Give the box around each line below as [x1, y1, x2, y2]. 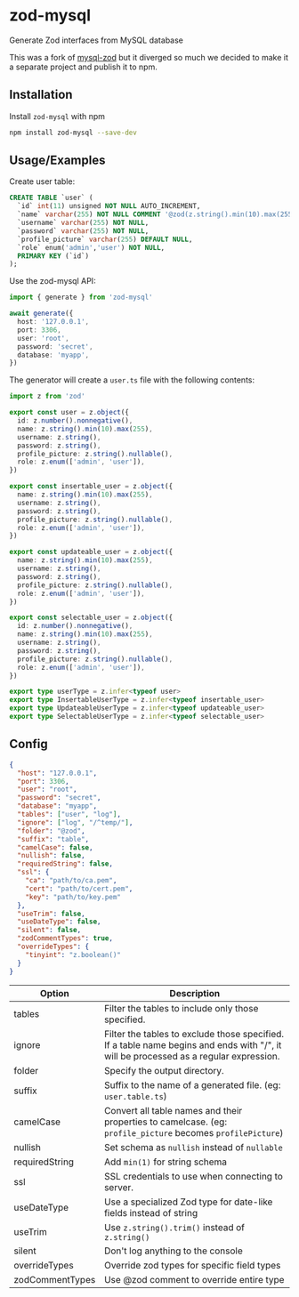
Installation [9, 87, 73, 102]
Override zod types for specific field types [103, 1259, 281, 1271]
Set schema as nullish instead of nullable [103, 1140, 283, 1153]
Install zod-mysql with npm [9, 110, 105, 121]
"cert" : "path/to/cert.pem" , [25, 884, 133, 893]
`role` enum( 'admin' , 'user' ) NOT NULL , [17, 243, 166, 252]
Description [169, 987, 221, 999]
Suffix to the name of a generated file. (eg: [103, 1078, 281, 1091]
